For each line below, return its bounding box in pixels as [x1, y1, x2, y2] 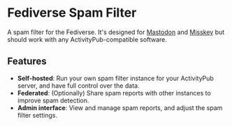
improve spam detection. [17, 96, 89, 104]
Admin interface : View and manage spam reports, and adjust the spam [17, 103, 223, 112]
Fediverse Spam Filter [7, 5, 137, 21]
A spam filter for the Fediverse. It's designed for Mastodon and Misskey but [7, 28, 225, 36]
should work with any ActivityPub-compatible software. [7, 35, 168, 43]
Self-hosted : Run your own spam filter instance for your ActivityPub [17, 74, 215, 82]
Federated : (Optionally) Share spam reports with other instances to [17, 88, 211, 97]
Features [7, 56, 47, 68]
